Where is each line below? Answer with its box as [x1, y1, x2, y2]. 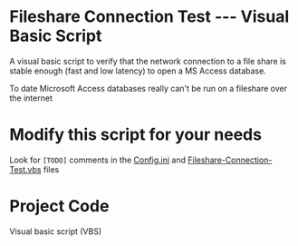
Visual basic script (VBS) [9, 225, 102, 237]
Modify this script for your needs [9, 124, 263, 145]
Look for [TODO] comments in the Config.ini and [9, 154, 187, 165]
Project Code [9, 196, 110, 217]
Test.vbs [9, 163, 43, 174]
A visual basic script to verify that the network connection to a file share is [9, 55, 287, 66]
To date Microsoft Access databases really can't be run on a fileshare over [9, 83, 288, 93]
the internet [9, 93, 53, 103]
